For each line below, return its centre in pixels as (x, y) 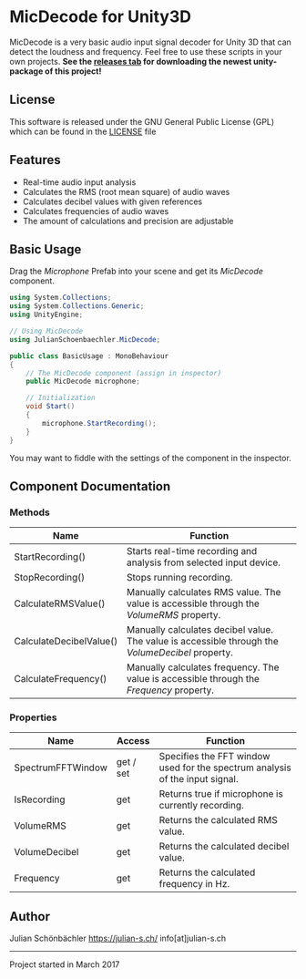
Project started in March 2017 (65, 964)
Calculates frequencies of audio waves (96, 211)
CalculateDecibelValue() (66, 642)
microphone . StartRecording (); (99, 423)
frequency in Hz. (194, 884)
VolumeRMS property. (173, 615)
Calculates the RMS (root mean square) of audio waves (126, 191)
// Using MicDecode (46, 331)
